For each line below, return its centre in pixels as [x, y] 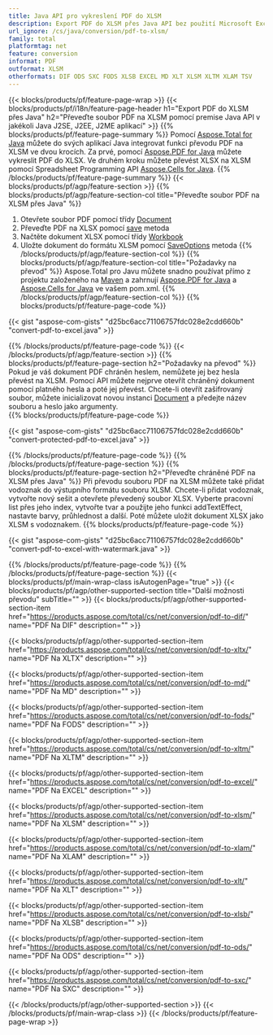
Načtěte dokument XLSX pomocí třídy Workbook [102, 236]
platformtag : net [38, 46]
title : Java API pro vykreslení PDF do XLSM [85, 16]
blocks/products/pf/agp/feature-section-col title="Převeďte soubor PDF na [134, 194]
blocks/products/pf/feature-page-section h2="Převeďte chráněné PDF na [132, 472]
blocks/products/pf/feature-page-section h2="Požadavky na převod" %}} [132, 363]
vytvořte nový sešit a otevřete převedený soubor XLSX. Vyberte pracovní [131, 498]
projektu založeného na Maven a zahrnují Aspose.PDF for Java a [128, 279]
